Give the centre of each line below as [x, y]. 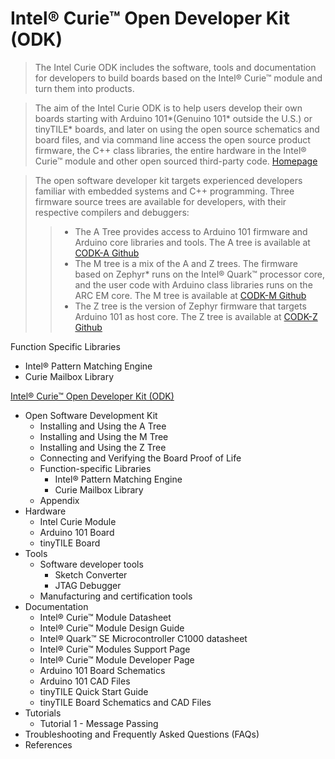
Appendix [59, 500]
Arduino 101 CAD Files [85, 681]
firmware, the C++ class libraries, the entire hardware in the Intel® [170, 150]
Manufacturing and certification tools [116, 596]
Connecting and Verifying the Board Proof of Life [140, 458]
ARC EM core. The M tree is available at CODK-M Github [190, 295]
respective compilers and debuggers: [112, 212]
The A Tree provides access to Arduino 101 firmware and [191, 231]
